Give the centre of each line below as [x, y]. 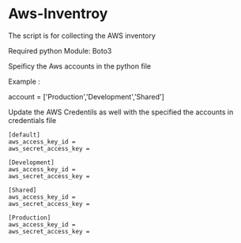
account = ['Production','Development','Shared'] [86, 96]
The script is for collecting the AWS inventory [82, 36]
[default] [24, 135]
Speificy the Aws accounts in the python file [80, 66]
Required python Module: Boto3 [60, 50]
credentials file [32, 120]
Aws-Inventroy [58, 14]
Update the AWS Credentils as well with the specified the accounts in [121, 112]
